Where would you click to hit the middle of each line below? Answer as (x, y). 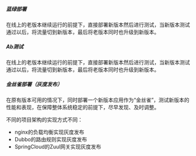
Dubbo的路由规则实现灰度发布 (51, 139)
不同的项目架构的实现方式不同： (44, 119)
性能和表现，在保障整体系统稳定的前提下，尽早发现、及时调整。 (83, 107)
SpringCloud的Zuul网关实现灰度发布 (58, 147)
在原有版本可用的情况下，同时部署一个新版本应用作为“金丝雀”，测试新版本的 (98, 100)
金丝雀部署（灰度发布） (34, 84)
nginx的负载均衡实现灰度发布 (49, 132)
